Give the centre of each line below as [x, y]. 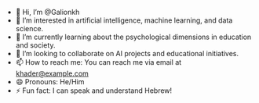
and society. [35, 45]
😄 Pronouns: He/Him [50, 82]
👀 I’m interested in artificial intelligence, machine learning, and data [124, 20]
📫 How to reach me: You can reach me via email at [98, 62]
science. [29, 28]
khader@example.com [52, 73]
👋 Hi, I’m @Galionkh [47, 12]
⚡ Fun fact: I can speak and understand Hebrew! [94, 91]
